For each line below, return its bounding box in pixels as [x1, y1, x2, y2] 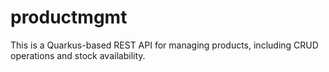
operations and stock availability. [10, 49, 146, 61]
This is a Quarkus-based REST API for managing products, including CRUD [10, 39, 319, 51]
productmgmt [10, 6, 128, 29]
